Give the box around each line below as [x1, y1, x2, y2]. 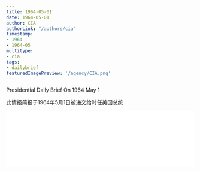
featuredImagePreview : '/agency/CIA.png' [6, 70, 111, 76]
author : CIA [6, 20, 36, 26]
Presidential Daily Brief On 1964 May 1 [6, 86, 100, 93]
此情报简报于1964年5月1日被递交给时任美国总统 [6, 99, 124, 106]
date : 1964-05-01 [6, 14, 50, 20]
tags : [6, 59, 20, 65]
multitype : [6, 48, 34, 54]
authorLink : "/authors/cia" [6, 25, 77, 32]
